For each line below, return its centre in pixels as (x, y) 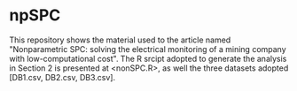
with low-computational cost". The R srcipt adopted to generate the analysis (148, 58)
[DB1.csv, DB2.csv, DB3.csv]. (63, 77)
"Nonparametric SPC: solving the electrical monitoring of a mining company (148, 49)
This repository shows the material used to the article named (120, 40)
